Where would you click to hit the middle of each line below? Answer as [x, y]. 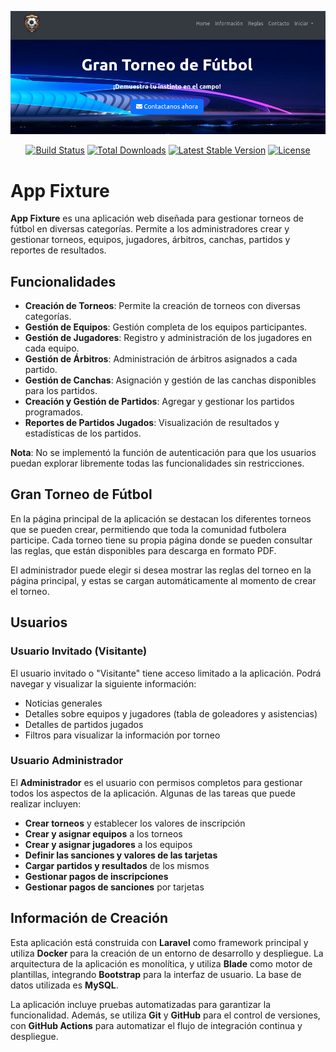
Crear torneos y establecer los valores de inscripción [135, 823]
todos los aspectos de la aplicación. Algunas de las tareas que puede [153, 793]
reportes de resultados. [58, 250]
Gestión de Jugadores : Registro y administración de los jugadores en [168, 338]
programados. [54, 412]
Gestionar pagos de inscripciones [96, 876]
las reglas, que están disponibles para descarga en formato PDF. [143, 550]
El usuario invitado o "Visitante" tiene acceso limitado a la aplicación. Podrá [166, 673]
